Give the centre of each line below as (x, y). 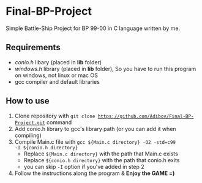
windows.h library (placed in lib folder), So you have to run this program (105, 69)
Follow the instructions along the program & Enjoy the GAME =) (95, 173)
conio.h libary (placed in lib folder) (58, 62)
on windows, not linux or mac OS (56, 75)
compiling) (28, 135)
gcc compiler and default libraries (57, 81)
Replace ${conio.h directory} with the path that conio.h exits (102, 160)
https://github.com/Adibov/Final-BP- (146, 116)
